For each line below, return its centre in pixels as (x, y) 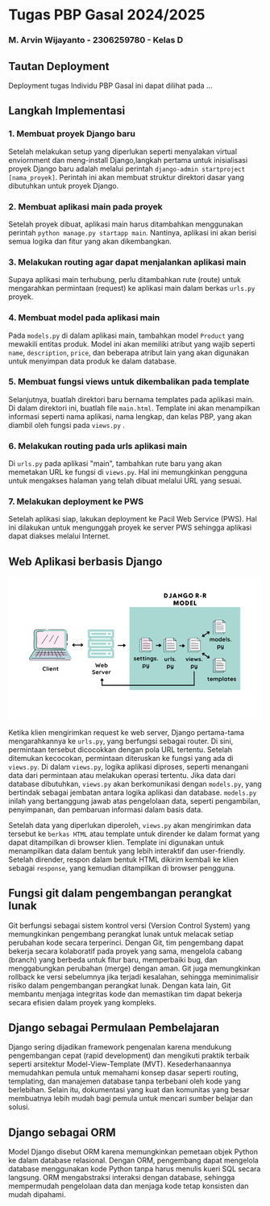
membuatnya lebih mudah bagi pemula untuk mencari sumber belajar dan (131, 1099)
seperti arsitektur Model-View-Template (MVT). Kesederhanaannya (120, 1064)
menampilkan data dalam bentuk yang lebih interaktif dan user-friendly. (127, 850)
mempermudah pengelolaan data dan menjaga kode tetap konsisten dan (129, 1186)
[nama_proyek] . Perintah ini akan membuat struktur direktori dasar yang (126, 177)
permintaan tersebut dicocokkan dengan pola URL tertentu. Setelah (120, 749)
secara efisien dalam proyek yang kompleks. (83, 1002)
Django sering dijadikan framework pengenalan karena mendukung (120, 1047)
